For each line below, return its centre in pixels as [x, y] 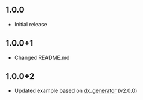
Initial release [31, 24]
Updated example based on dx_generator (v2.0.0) [76, 91]
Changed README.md [42, 57]
